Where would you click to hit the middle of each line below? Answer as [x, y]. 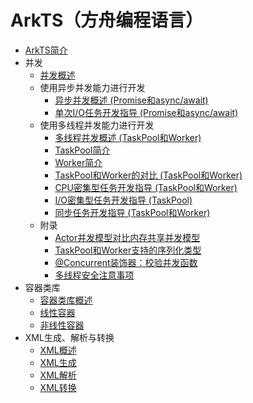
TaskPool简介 [82, 150]
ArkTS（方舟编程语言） [107, 20]
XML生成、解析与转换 [69, 337]
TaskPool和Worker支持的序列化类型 [128, 250]
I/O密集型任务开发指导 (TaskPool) [123, 200]
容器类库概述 [66, 300]
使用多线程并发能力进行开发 [97, 125]
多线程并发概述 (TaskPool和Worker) [128, 137]
